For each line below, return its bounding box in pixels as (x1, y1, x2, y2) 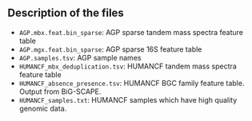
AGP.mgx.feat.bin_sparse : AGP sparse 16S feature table (18, 44, 202, 54)
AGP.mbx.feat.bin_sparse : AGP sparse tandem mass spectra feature (18, 27, 243, 37)
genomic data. (18, 103, 67, 113)
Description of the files (7, 6, 125, 20)
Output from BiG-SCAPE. (18, 87, 102, 96)
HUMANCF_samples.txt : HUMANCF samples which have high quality (18, 95, 238, 104)
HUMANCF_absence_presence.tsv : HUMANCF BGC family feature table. (18, 78, 245, 88)
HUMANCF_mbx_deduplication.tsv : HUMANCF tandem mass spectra (18, 61, 237, 71)
